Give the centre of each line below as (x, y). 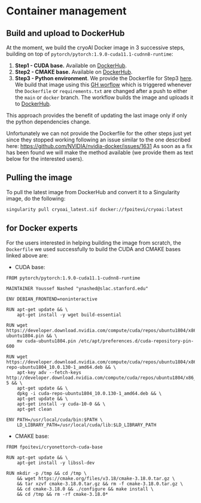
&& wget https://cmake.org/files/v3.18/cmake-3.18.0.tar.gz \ (96, 478)
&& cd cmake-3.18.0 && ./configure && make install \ (85, 489)
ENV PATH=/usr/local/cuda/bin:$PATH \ (54, 420)
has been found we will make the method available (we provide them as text (100, 152)
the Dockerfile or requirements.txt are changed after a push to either (101, 91)
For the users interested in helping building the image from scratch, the (94, 243)
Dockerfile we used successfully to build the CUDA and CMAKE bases (94, 249)
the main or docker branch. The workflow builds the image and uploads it (104, 97)
